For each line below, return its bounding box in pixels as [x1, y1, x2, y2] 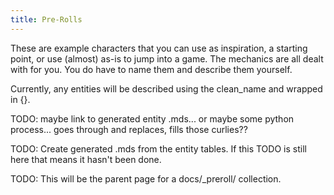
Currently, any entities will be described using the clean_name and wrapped [10, 82, 323, 95]
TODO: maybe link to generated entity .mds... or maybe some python [10, 112, 295, 125]
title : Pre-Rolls [10, 14, 83, 25]
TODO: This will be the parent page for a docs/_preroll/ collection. [10, 172, 282, 185]
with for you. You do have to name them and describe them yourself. [10, 63, 293, 75]
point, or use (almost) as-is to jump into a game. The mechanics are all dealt [10, 52, 324, 65]
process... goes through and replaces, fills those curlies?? [10, 123, 248, 135]
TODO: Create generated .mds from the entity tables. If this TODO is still [10, 142, 307, 155]
